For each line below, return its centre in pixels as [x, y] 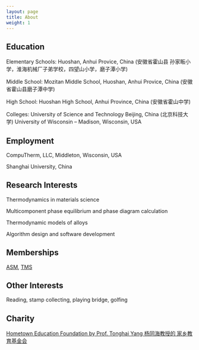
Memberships [33, 253]
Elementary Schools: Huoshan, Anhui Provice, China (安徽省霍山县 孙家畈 [96, 62]
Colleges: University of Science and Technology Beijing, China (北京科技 [94, 114]
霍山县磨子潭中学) [33, 89]
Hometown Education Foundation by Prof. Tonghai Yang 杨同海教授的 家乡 [97, 333]
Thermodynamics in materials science [53, 199]
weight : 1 [18, 23]
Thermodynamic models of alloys [47, 222]
